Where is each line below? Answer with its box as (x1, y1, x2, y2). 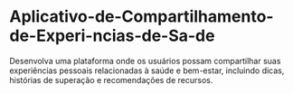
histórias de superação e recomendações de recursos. (9, 74, 213, 85)
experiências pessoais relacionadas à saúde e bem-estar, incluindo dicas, (9, 65, 285, 76)
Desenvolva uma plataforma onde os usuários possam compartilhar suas (9, 55, 281, 66)
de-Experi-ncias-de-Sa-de (9, 25, 215, 46)
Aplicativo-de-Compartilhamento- (9, 6, 274, 27)
